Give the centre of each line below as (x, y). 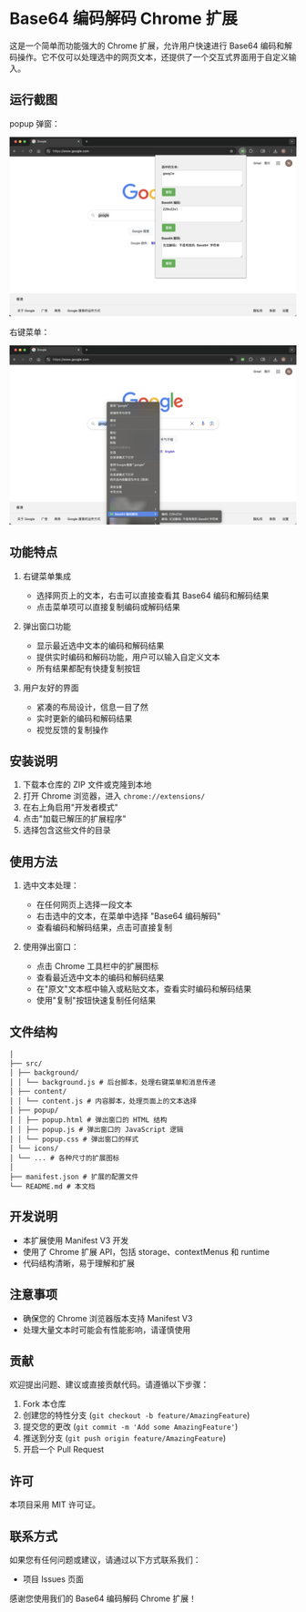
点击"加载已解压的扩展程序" (74, 819)
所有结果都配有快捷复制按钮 (88, 668)
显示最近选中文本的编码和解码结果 (100, 645)
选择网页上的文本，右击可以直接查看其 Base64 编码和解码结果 (153, 595)
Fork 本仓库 (44, 1404)
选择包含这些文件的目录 (66, 831)
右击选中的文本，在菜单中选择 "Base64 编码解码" (128, 916)
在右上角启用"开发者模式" (70, 808)
